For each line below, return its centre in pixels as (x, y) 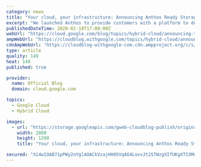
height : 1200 (33, 138)
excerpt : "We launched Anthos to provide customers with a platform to (97, 23)
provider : (19, 78)
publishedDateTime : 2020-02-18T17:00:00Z (59, 28)
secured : (17, 155)
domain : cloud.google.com (44, 89)
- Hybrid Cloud (31, 111)
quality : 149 (22, 56)
